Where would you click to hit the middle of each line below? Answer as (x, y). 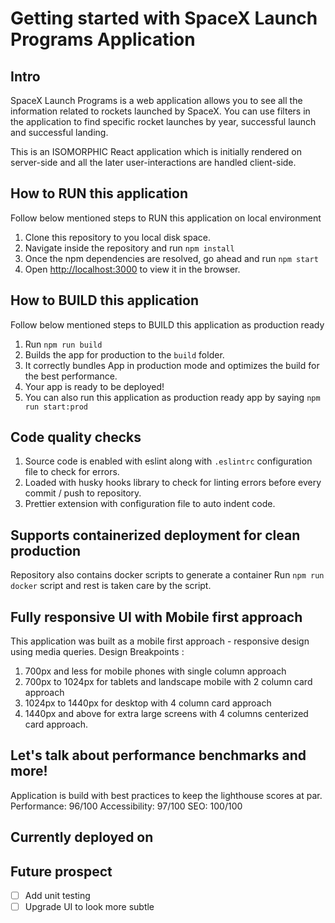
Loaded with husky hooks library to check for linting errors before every (173, 483)
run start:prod (56, 407)
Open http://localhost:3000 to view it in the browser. (132, 269)
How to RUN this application (99, 193)
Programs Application (103, 39)
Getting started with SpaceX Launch (164, 18)
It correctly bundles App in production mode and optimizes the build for (172, 365)
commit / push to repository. (83, 493)
